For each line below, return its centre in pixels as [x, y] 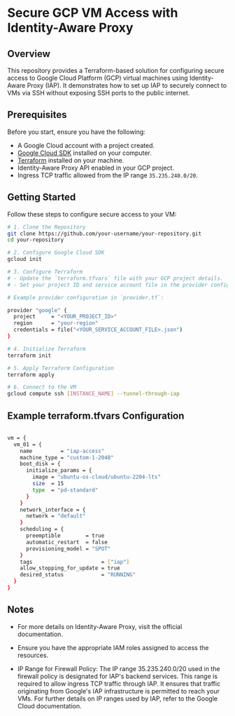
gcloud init [24, 259]
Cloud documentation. [49, 705]
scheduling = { [42, 529]
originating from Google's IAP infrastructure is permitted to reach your [119, 691]
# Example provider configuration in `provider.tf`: [86, 297]
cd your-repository [36, 240]
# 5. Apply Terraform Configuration [60, 368]
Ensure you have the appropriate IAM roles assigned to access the [113, 647]
